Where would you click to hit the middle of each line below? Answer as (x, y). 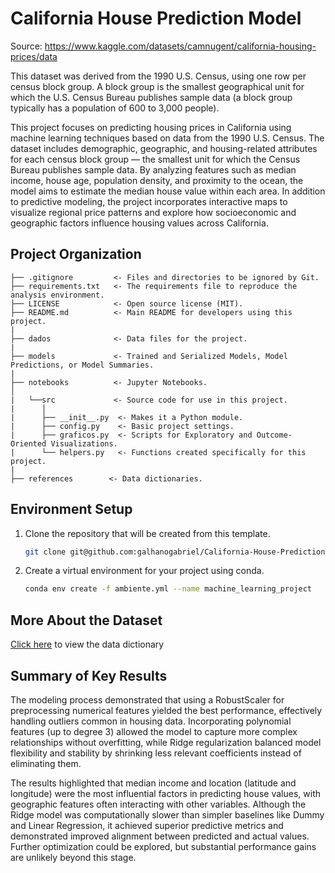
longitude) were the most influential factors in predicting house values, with (166, 793)
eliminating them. (46, 763)
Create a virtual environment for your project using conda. (144, 571)
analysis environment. (57, 295)
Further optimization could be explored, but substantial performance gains (163, 846)
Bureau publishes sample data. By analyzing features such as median (153, 169)
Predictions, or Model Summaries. (82, 365)
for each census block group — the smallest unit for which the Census (155, 159)
